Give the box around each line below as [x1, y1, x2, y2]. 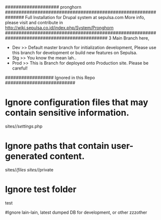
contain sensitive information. [5, 107, 129, 118]
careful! [12, 65, 28, 71]
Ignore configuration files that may [5, 97, 148, 108]
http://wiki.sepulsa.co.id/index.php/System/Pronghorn [5, 25, 114, 31]
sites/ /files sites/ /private [5, 166, 54, 172]
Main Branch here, [112, 35, 149, 41]
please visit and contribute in [5, 19, 63, 25]
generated [5, 151, 48, 162]
